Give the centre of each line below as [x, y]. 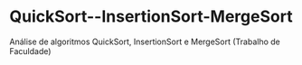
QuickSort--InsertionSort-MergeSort [151, 17]
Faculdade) [30, 51]
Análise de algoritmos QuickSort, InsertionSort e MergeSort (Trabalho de [145, 42]
